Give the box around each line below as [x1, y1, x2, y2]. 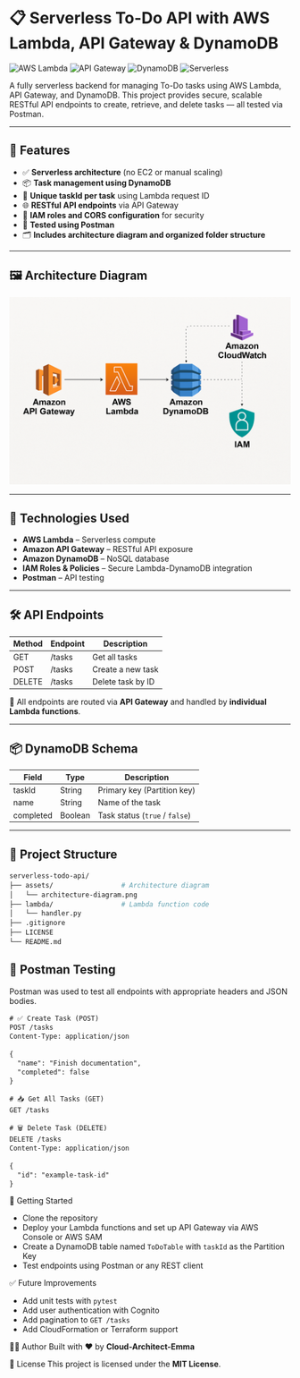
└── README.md [9, 938, 62, 947]
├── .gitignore [9, 919, 66, 928]
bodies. [9, 995, 37, 1006]
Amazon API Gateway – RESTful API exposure [21, 544, 194, 555]
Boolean [59, 810, 91, 821]
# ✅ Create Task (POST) [9, 1014, 100, 1023]
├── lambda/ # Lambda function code [9, 899, 210, 909]
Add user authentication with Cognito [21, 1305, 160, 1315]
